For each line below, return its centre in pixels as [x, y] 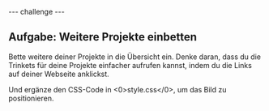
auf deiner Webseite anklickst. [59, 74]
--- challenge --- [36, 12]
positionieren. [31, 98]
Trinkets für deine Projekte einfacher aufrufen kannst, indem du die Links [130, 65]
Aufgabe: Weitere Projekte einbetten [102, 37]
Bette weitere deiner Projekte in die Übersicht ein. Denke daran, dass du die [135, 57]
